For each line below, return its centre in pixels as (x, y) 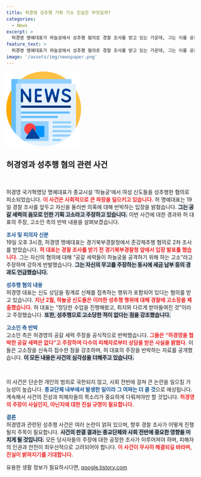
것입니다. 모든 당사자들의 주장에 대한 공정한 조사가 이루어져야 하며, (100, 439)
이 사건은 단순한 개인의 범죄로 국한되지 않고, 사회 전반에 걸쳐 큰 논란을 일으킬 (95, 382)
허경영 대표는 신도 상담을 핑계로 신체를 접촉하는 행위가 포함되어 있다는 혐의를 (96, 292)
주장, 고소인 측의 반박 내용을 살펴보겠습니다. (68, 222)
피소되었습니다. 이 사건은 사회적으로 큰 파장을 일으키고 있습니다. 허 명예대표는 (96, 199)
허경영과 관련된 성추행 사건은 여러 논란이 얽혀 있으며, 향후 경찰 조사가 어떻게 (95, 424)
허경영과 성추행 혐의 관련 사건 (57, 165)
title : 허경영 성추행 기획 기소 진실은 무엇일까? (59, 13)
